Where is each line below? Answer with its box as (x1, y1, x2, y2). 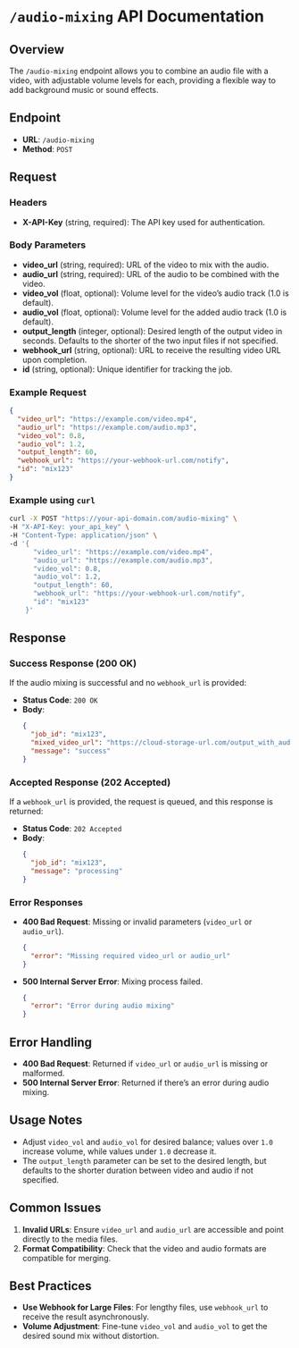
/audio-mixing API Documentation (9, 6, 265, 27)
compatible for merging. (21, 1252, 112, 1263)
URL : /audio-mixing (21, 134, 96, 145)
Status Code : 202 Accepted (21, 823, 122, 834)
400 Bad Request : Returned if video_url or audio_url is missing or (21, 1057, 269, 1069)
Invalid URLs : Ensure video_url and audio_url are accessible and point (21, 1224, 284, 1234)
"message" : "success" (30, 746, 112, 756)
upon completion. (21, 354, 87, 365)
